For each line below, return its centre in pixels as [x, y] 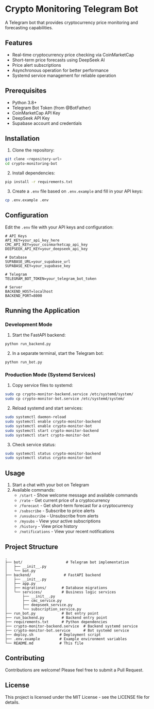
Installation [22, 138]
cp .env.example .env [27, 200]
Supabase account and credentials [47, 123]
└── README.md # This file [44, 643]
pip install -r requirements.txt [39, 182]
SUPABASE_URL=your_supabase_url [38, 262]
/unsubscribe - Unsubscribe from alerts [59, 516]
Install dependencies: [34, 173]
